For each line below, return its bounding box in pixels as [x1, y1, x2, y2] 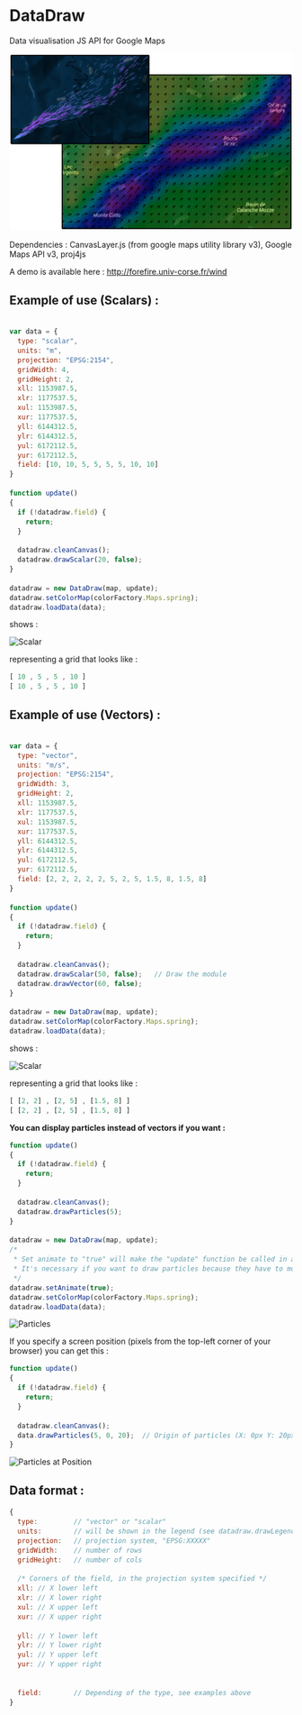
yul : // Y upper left [17, 1650, 99, 1659]
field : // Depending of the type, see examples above [17, 1688, 252, 1697]
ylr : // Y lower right [17, 1641, 102, 1650]
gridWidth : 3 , [17, 780, 70, 789]
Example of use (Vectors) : [9, 707, 161, 722]
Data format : [9, 1482, 84, 1498]
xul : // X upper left [17, 1602, 99, 1611]
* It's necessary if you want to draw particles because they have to [13, 1264, 283, 1273]
